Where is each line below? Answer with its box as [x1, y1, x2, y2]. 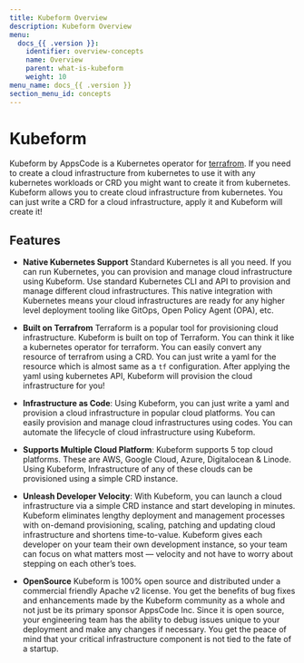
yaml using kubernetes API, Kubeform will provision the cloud [22, 371, 253, 382]
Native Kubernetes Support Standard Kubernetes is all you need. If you [22, 257, 292, 268]
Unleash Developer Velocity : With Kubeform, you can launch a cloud [22, 491, 283, 502]
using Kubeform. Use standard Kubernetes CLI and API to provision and [22, 276, 290, 287]
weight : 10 [25, 73, 67, 82]
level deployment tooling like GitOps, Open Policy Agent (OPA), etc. [22, 305, 274, 316]
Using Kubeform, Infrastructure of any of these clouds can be [22, 463, 253, 474]
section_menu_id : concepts [9, 89, 112, 98]
